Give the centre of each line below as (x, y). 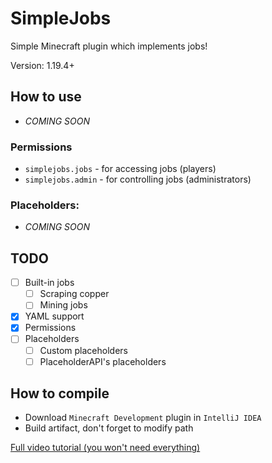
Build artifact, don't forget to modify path (109, 428)
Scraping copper (74, 294)
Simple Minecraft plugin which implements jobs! (109, 46)
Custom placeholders (83, 350)
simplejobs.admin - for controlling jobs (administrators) (138, 179)
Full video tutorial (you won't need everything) (105, 448)
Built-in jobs (49, 283)
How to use (46, 97)
